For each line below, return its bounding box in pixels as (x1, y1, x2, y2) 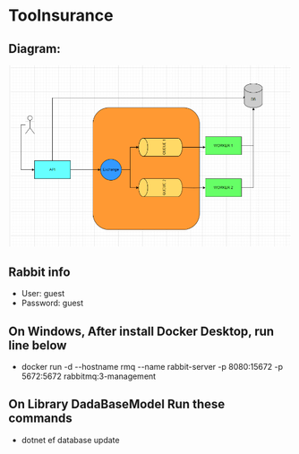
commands (8, 411, 73, 426)
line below (8, 338, 67, 353)
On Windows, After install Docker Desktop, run (8, 323, 275, 338)
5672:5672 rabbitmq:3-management (21, 371, 157, 381)
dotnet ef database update (21, 434, 120, 445)
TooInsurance (8, 5, 114, 26)
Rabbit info (8, 264, 71, 279)
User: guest (21, 288, 65, 299)
